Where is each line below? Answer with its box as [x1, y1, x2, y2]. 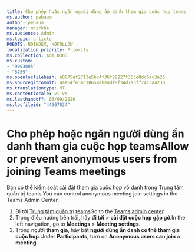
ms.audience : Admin [6, 31, 55, 37]
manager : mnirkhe [6, 25, 49, 31]
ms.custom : [6, 58, 34, 64]
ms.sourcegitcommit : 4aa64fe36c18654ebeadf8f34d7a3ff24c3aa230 [6, 80, 166, 86]
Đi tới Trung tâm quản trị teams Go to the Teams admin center [15, 208, 164, 215]
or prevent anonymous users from [6, 152, 177, 165]
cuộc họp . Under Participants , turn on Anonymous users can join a [15, 233, 180, 240]
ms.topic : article [6, 36, 52, 42]
